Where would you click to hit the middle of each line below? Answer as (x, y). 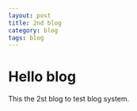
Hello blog (42, 77)
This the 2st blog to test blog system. (69, 99)
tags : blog (26, 38)
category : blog (33, 30)
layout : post (30, 15)
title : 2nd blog (35, 23)
